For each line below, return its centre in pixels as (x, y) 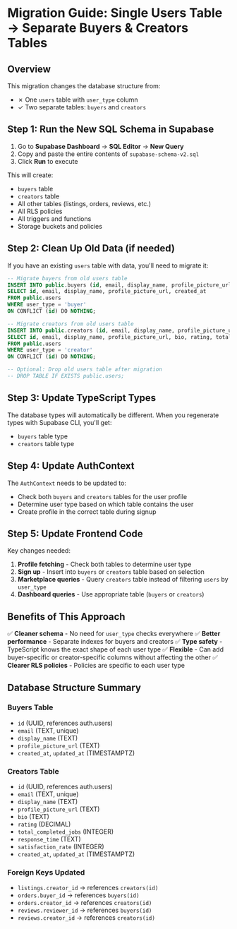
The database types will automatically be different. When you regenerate (113, 415)
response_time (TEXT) (49, 839)
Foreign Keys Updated (46, 873)
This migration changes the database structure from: (84, 86)
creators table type (46, 443)
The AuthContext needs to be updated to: (67, 483)
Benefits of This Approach (66, 617)
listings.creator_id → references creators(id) (88, 888)
